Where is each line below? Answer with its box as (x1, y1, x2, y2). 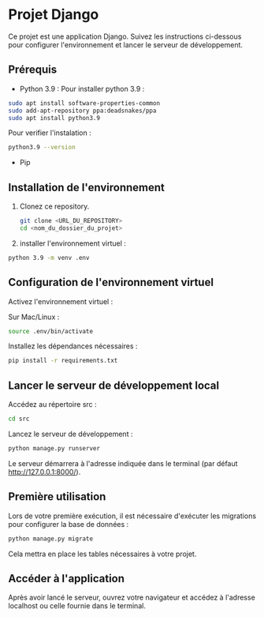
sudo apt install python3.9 (8, 114, 101, 122)
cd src (8, 415, 30, 423)
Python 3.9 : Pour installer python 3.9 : (19, 84, 145, 93)
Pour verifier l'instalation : (8, 128, 92, 137)
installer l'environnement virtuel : (19, 239, 126, 248)
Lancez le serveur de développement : (8, 429, 133, 438)
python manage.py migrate (8, 535, 93, 543)
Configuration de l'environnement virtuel (8, 276, 214, 289)
